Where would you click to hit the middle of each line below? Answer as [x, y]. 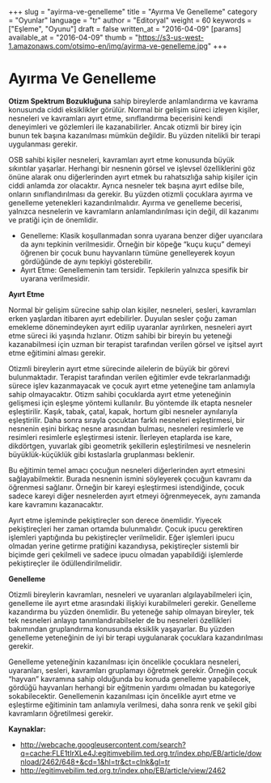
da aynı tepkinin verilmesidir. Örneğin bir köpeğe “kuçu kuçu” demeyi [135, 244]
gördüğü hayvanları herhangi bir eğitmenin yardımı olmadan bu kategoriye [132, 688]
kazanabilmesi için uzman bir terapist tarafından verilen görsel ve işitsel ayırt [135, 344]
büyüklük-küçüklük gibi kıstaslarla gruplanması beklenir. [102, 454]
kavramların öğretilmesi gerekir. [61, 713]
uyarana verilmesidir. [55, 278]
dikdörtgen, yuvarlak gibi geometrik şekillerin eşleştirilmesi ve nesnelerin [129, 446]
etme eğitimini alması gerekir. [57, 353]
